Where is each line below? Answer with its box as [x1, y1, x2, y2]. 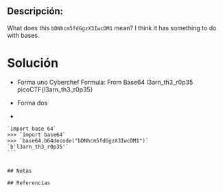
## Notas [7, 167, 32, 174]
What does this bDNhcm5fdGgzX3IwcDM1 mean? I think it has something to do [7, 23, 217, 32]
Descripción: [7, 6, 64, 17]
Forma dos [16, 98, 48, 107]
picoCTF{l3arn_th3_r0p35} [16, 85, 93, 94]
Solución [7, 55, 59, 71]
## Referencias [7, 179, 51, 186]
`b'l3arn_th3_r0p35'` [7, 143, 69, 150]
